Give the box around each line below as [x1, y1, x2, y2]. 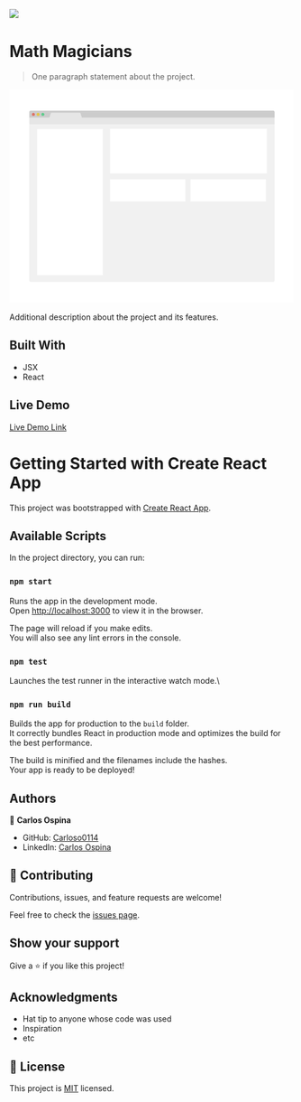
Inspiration [22, 1023, 62, 1034]
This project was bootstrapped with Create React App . [9, 502, 212, 513]
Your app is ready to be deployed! [9, 764, 135, 776]
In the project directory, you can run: [9, 552, 145, 564]
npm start [9, 576, 52, 587]
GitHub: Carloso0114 [22, 832, 99, 844]
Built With [9, 338, 66, 353]
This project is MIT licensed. [9, 1083, 114, 1094]
